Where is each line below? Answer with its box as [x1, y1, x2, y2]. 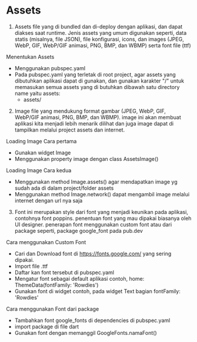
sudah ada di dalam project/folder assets [14, 184, 114, 192]
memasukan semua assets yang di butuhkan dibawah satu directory [14, 83, 180, 90]
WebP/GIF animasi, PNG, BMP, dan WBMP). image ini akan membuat [14, 113, 181, 121]
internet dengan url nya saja [14, 197, 83, 204]
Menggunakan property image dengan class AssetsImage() [14, 155, 159, 162]
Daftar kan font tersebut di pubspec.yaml [14, 269, 115, 276]
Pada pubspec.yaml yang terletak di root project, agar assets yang [14, 71, 176, 78]
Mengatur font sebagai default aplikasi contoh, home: [14, 275, 145, 282]
